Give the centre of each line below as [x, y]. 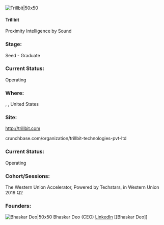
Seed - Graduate [23, 55]
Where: [15, 93]
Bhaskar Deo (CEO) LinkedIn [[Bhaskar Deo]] [100, 217]
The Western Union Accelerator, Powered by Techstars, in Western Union [82, 187]
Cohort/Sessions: [28, 176]
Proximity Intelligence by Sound [38, 31]
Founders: [18, 206]
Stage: [13, 44]
